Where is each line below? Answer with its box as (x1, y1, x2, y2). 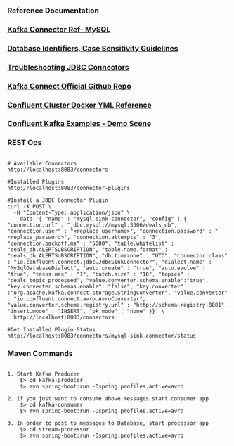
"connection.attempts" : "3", (73, 234, 162, 241)
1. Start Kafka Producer (7, 371, 80, 378)
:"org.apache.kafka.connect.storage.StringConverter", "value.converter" (7, 289, 228, 296)
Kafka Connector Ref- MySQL (7, 24, 111, 34)
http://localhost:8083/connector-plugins (7, 184, 131, 191)
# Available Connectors (7, 160, 77, 167)
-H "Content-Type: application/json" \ (13, 209, 131, 216)
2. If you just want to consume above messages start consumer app (7, 395, 209, 402)
